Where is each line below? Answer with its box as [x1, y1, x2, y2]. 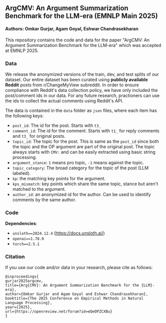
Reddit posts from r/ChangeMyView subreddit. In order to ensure [5, 82, 139, 88]
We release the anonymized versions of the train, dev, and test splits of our [5, 71, 160, 77]
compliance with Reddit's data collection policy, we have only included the [5, 87, 158, 93]
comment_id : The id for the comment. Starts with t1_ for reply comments [12, 127, 160, 134]
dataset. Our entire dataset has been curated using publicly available [5, 76, 148, 82]
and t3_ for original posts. [12, 133, 66, 139]
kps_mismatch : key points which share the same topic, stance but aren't [12, 181, 159, 187]
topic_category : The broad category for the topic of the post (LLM [12, 165, 149, 171]
